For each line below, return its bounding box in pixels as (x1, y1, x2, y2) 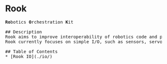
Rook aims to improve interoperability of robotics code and (5, 34, 158, 39)
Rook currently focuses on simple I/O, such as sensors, (5, 39, 147, 44)
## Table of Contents (5, 49, 58, 54)
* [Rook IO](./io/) (5, 54, 53, 59)
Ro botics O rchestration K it (5, 19, 74, 25)
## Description (5, 29, 42, 34)
